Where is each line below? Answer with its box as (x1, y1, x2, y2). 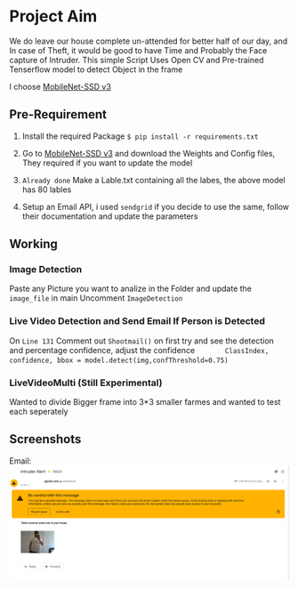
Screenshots (9, 432, 82, 447)
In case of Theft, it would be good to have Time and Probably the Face (9, 44, 268, 55)
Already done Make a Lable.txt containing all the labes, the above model (21, 174, 286, 185)
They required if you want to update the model (21, 157, 193, 168)
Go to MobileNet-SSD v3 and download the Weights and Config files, (21, 148, 276, 158)
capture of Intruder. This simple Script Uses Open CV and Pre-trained (9, 54, 264, 65)
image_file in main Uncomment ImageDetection (9, 293, 183, 303)
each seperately (9, 407, 68, 417)
